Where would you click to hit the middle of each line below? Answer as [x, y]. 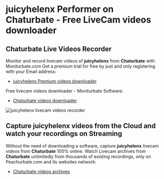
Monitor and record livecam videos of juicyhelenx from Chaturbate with [80, 61]
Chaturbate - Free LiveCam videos [78, 20]
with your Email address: [31, 71]
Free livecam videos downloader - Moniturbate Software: [64, 91]
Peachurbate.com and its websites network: [51, 161]
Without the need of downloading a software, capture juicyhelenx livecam [82, 145]
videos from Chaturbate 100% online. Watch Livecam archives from [76, 151]
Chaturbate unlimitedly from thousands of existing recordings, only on [78, 156]
